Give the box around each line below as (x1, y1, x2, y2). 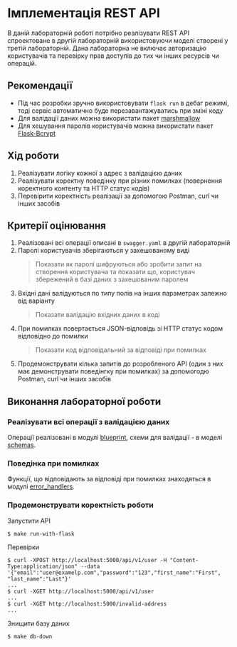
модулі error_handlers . (7, 482, 75, 491)
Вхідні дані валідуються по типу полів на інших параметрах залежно (17, 289, 228, 298)
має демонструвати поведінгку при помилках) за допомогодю (17, 367, 210, 376)
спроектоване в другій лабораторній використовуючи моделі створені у (7, 36, 228, 44)
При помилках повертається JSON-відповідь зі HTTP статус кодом (17, 324, 223, 333)
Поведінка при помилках (7, 458, 100, 468)
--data (80, 563, 100, 570)
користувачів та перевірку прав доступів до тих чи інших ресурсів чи (7, 51, 219, 60)
